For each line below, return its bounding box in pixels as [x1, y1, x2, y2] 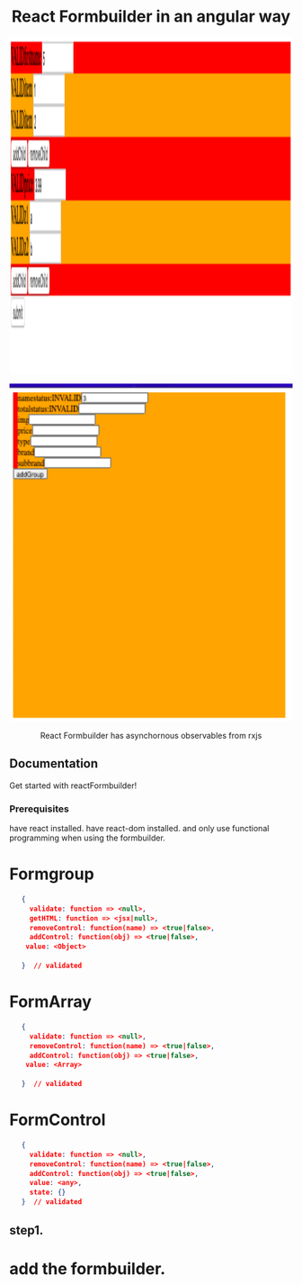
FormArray [9, 992, 93, 1012]
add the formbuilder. [9, 1258, 166, 1279]
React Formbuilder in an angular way [11, 6, 291, 27]
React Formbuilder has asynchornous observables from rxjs [40, 730, 262, 741]
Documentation [9, 756, 99, 771]
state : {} [29, 1188, 67, 1198]
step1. [9, 1222, 44, 1238]
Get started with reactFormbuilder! [9, 780, 138, 791]
